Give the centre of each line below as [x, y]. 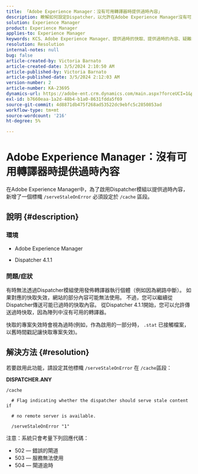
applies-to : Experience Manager [46, 34]
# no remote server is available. [54, 416]
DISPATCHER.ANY [29, 379]
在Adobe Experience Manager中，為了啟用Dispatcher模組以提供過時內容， [97, 190]
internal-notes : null [33, 50]
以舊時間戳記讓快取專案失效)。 [43, 332]
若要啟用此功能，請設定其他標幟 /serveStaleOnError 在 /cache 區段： [89, 367]
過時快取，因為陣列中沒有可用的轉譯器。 [60, 312]
